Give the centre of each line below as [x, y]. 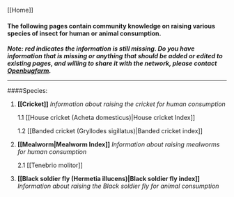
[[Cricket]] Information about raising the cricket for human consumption [122, 104]
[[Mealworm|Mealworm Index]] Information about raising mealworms [118, 144]
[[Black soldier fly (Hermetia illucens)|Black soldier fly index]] [109, 179]
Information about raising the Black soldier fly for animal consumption [118, 186]
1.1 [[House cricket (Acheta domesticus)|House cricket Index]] [106, 118]
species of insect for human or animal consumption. [84, 33]
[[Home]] [20, 10]
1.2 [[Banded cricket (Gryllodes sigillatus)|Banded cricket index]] [110, 131]
